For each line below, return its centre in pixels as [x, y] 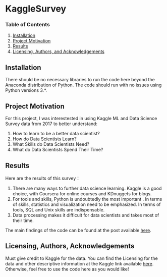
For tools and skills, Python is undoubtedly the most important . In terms [87, 199]
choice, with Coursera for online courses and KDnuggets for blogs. [82, 193]
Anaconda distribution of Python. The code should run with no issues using [83, 85]
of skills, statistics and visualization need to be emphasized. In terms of [87, 204]
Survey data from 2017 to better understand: [51, 124]
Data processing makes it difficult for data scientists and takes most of [86, 215]
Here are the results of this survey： [43, 178]
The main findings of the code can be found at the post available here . [78, 230]
